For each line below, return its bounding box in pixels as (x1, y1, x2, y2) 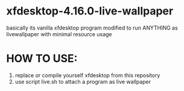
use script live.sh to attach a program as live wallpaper (14, 78, 151, 85)
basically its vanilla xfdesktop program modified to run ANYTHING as (6, 24, 178, 31)
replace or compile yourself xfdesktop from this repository (14, 71, 160, 79)
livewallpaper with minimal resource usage (6, 30, 112, 37)
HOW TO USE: (6, 52, 78, 66)
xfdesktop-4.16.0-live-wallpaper (6, 4, 174, 18)
